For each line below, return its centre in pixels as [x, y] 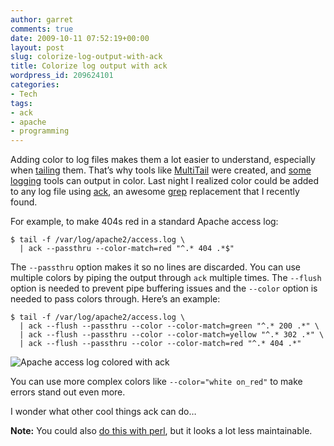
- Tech [24, 94]
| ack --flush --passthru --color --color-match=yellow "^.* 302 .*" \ [172, 335]
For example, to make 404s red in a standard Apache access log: [144, 222]
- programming [40, 131]
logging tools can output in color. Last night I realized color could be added [165, 181]
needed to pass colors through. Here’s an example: [115, 299]
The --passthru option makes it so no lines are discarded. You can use [155, 267]
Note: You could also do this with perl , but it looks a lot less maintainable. [161, 431]
